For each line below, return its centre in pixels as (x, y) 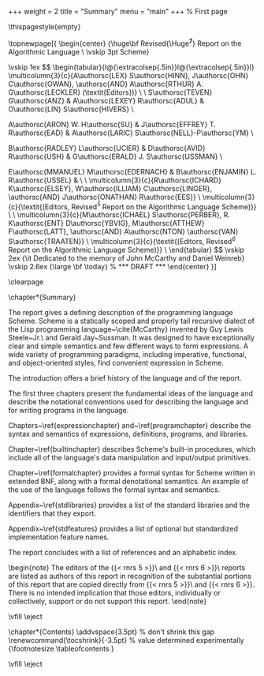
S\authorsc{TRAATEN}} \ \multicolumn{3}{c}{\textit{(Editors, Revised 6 (122, 240)
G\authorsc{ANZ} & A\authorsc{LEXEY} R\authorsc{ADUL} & (106, 100)
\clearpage (26, 282)
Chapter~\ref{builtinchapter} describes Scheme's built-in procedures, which (132, 449)
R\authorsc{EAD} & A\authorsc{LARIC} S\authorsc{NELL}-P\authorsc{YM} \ (131, 133)
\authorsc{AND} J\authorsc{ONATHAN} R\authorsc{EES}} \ (104, 197)
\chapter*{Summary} (42, 297)
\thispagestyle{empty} (45, 26)
